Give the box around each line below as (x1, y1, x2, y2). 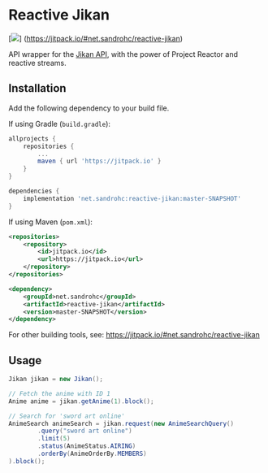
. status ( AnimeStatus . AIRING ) (37, 442, 136, 450)
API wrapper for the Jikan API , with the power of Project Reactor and (8, 49, 238, 59)
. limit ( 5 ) (37, 435, 71, 443)
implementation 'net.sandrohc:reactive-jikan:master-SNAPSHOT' (23, 194, 242, 202)
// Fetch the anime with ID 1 (8, 389, 111, 397)
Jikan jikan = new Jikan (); (8, 375, 104, 384)
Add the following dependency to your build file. (8, 103, 170, 113)
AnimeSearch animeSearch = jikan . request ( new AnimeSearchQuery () (8, 419, 234, 427)
